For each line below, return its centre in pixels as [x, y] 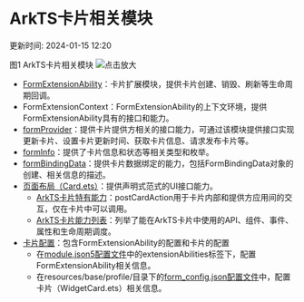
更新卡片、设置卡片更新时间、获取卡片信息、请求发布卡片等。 [138, 141]
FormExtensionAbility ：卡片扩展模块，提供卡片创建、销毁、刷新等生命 [154, 83]
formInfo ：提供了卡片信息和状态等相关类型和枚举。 [118, 151]
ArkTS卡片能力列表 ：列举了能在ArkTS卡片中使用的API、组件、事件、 [165, 219]
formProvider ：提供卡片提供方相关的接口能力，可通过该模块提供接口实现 [158, 129]
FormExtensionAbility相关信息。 [96, 265]
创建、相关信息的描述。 [66, 174]
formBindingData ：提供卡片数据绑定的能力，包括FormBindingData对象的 [158, 163]
